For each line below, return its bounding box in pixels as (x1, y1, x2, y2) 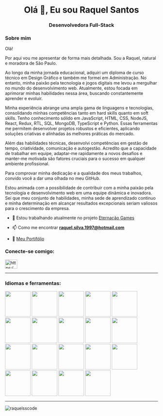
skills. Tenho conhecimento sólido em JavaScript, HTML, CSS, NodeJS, (5, 115, 148, 121)
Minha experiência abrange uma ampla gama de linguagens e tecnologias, (5, 105, 154, 111)
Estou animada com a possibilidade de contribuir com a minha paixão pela (5, 185, 154, 191)
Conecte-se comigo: (5, 248, 55, 255)
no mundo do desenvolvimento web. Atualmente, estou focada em (5, 85, 138, 91)
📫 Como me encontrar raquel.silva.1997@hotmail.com (12, 225, 125, 230)
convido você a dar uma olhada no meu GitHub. (5, 175, 100, 181)
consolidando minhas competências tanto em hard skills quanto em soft (5, 110, 149, 116)
